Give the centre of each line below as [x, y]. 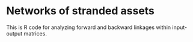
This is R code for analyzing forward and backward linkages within [89, 27]
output [14, 33]
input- [180, 27]
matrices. [35, 33]
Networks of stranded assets [81, 11]
